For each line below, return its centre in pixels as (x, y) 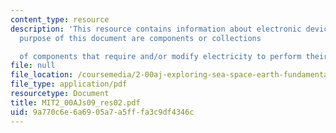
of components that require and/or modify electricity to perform (160, 56)
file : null (33, 66)
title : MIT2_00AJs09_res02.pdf (75, 102)
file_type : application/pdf (69, 84)
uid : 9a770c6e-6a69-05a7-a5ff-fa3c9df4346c (102, 112)
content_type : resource (60, 19)
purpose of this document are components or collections (140, 38)
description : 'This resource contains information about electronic (156, 29)
